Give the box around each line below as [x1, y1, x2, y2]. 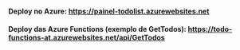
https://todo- [187, 25, 233, 34]
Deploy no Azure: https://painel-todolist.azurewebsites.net [8, 6, 210, 16]
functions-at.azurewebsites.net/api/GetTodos [8, 33, 165, 43]
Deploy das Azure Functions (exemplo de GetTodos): [8, 25, 187, 34]
